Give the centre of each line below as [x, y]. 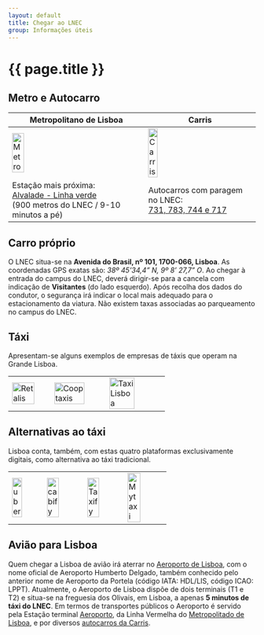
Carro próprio [42, 243]
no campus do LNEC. [42, 312]
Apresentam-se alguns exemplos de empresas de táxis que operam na [123, 356]
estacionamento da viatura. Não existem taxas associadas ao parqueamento [132, 304]
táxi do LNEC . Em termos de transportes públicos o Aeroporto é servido [125, 606]
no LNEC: [165, 200]
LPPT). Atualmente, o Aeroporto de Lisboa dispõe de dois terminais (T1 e [126, 589]
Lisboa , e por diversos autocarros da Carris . [79, 622]
